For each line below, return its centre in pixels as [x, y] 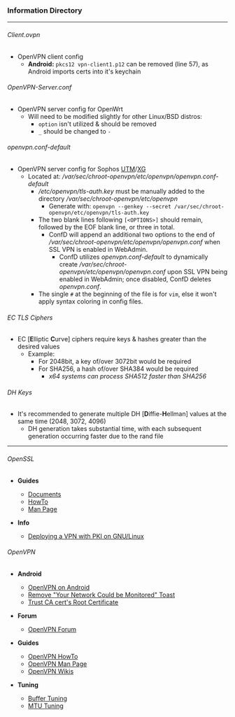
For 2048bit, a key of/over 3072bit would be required [115, 362]
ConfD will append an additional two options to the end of [132, 234]
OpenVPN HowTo [53, 656]
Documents [44, 494]
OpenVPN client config [50, 56]
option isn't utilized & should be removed [98, 124]
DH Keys [20, 392]
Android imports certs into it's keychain [84, 71]
